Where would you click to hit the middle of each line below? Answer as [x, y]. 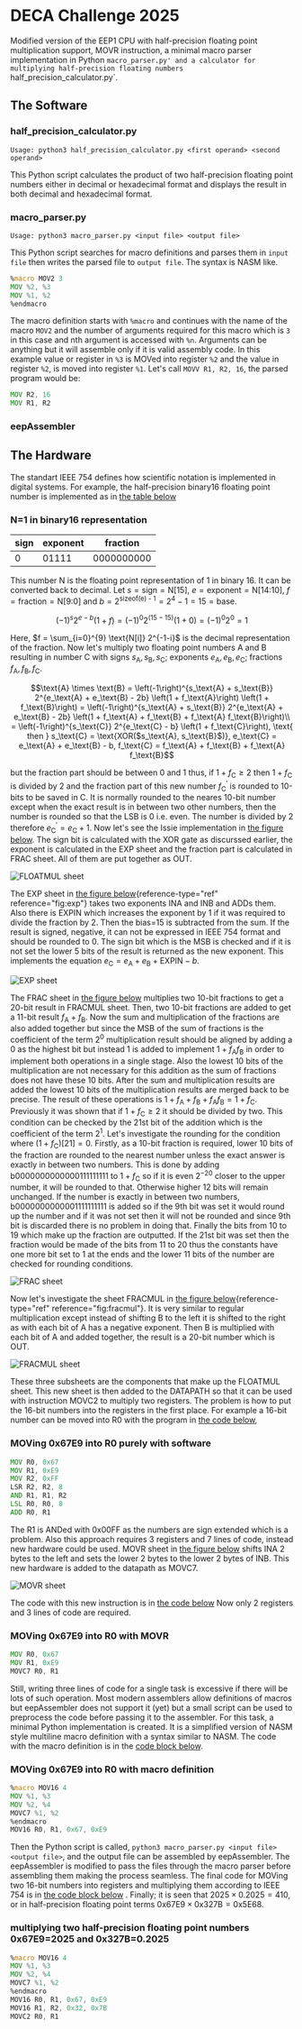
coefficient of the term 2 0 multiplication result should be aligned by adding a [151, 1039]
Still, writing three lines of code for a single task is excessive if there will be [149, 1688]
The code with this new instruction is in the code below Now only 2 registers [152, 1603]
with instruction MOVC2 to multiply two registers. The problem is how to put [151, 1401]
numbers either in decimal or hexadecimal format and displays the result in [148, 184]
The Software [49, 106]
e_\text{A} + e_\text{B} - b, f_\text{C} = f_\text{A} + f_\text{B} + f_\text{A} [152, 745]
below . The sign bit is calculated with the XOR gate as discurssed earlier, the [151, 839]
